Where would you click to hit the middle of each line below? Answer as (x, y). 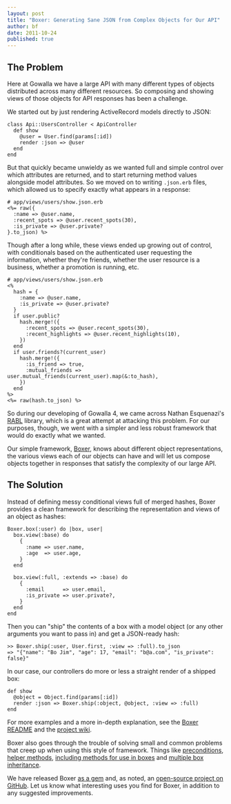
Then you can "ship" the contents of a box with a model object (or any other (115, 626)
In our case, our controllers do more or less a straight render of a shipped (111, 671)
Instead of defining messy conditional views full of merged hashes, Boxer (111, 502)
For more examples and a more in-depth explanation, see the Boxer (103, 722)
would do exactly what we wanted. (57, 435)
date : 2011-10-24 (32, 33)
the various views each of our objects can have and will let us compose (109, 455)
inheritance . (24, 765)
